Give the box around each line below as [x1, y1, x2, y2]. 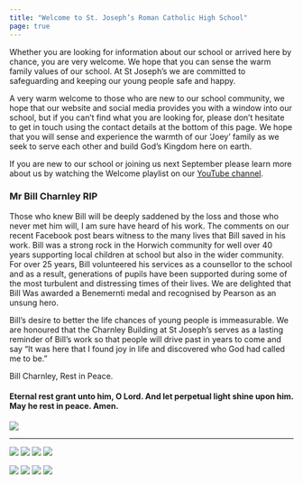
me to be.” [9, 353, 48, 364]
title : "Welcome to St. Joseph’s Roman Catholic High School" [9, 13, 248, 23]
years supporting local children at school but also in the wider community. [9, 249, 284, 260]
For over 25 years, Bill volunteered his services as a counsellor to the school [9, 258, 293, 269]
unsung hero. [9, 297, 59, 308]
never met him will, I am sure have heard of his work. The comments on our [9, 220, 290, 231]
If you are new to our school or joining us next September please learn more [9, 158, 292, 169]
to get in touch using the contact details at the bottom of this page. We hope [9, 121, 293, 132]
